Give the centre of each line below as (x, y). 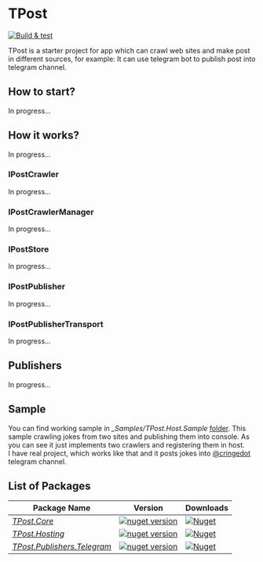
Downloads (207, 508)
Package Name (62, 508)
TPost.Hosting (38, 534)
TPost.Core (33, 521)
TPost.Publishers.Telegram (62, 547)
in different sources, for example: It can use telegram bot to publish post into (132, 59)
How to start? (42, 92)
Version (148, 508)
